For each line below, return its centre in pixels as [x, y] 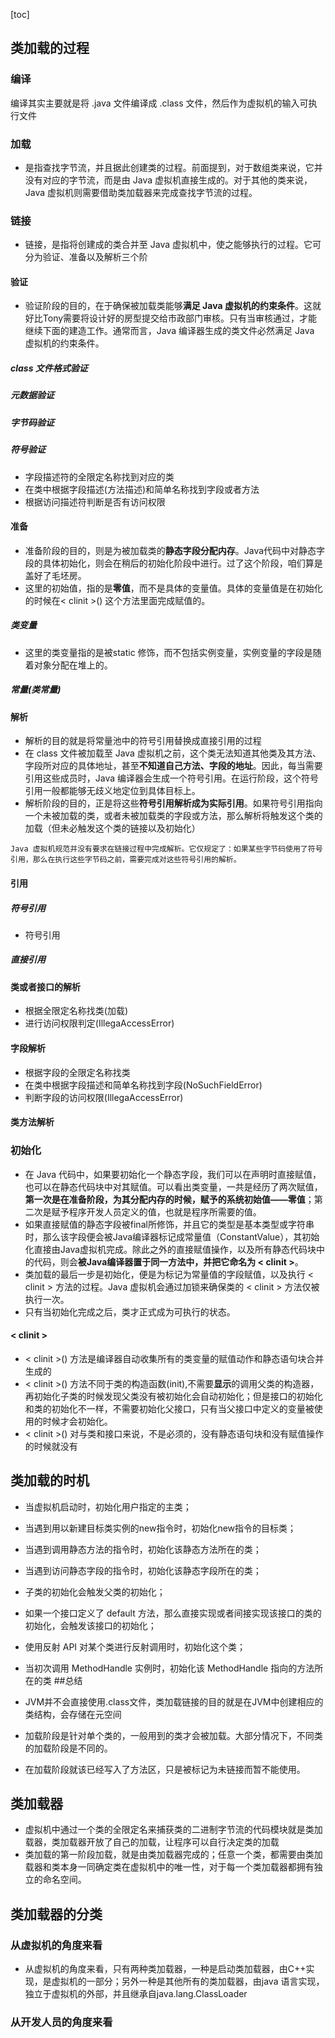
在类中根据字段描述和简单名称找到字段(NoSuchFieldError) [143, 1085]
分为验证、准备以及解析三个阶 [86, 257]
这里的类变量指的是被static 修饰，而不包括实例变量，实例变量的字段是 [168, 652]
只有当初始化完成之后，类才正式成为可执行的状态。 [130, 1311]
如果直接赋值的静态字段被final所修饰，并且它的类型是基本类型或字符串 [169, 1224]
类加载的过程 [50, 48]
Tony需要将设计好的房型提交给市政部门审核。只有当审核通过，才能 [180, 318]
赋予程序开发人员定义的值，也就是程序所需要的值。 [156, 1211]
